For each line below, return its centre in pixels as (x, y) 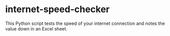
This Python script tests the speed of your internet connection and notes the (85, 23)
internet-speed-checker (58, 9)
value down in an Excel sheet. (36, 28)
